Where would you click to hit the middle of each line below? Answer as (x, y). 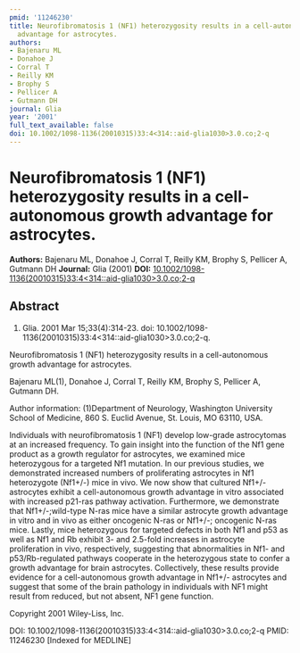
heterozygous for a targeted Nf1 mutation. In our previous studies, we (137, 463)
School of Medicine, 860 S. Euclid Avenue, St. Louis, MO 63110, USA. (136, 417)
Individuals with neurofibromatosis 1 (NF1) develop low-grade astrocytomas (148, 434)
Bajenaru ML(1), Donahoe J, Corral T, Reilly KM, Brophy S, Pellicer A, (135, 381)
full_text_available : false (62, 126)
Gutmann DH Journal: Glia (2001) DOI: (80, 269)
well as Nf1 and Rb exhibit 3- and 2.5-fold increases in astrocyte (127, 539)
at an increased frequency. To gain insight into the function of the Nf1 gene (147, 444)
